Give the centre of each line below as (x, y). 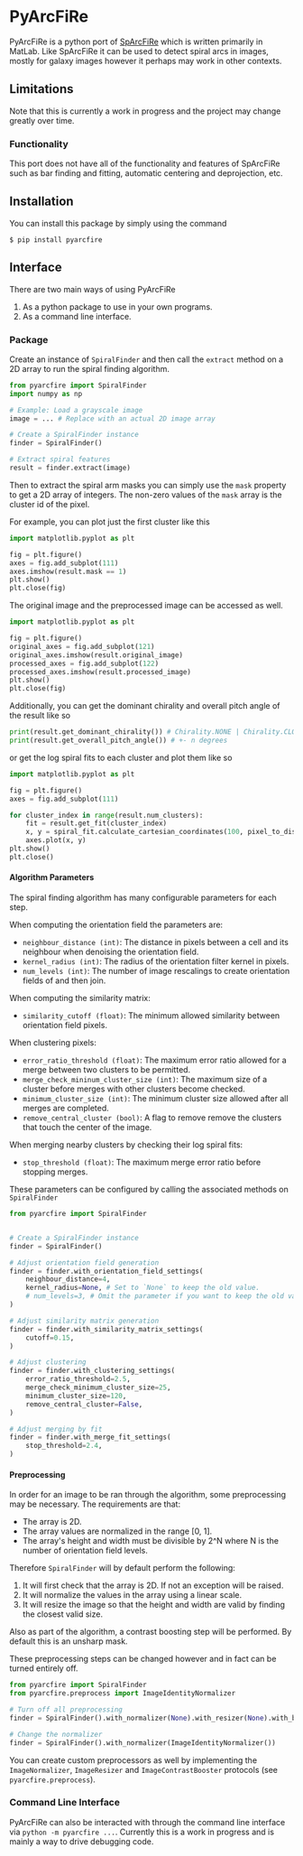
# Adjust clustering (48, 1362)
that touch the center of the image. (87, 1128)
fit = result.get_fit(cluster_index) (96, 823)
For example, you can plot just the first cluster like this (110, 522)
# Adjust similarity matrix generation (84, 1321)
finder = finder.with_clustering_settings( (92, 1371)
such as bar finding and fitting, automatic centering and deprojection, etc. (146, 173)
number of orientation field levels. (85, 1551)
